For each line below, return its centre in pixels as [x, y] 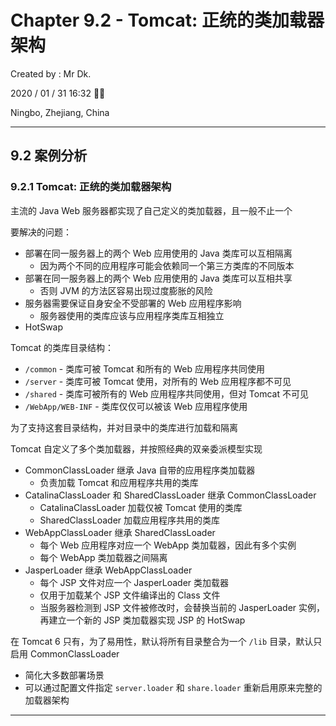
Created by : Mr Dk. [51, 73]
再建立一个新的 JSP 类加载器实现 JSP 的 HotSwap [142, 620]
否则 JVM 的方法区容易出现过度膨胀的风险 [126, 290]
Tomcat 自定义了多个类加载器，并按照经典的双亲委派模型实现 [136, 448]
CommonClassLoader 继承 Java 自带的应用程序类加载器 [140, 470]
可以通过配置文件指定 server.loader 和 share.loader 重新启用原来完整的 [173, 687]
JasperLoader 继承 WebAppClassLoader [108, 570]
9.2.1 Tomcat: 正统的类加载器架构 [91, 187]
